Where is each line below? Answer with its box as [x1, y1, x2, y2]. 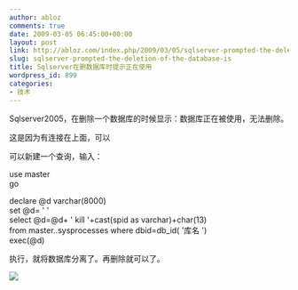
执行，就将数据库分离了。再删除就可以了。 [9, 253, 165, 263]
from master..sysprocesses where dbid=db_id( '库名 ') [9, 224, 208, 236]
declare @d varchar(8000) [9, 195, 106, 205]
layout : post [9, 37, 58, 47]
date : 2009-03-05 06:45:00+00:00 [9, 29, 133, 38]
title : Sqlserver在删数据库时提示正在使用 [9, 63, 153, 72]
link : [9, 46, 29, 55]
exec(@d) [9, 235, 45, 246]
